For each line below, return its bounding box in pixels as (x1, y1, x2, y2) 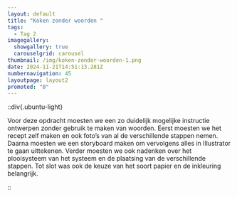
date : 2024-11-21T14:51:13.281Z (7, 63, 103, 70)
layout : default (7, 10, 56, 18)
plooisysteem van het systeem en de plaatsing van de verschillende (7, 154, 206, 163)
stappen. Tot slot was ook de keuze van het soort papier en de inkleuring (7, 161, 221, 171)
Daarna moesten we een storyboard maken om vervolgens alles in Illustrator (7, 139, 231, 148)
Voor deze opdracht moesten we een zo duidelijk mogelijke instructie (7, 117, 210, 125)
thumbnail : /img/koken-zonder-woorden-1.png (7, 57, 142, 64)
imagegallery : (7, 37, 50, 44)
